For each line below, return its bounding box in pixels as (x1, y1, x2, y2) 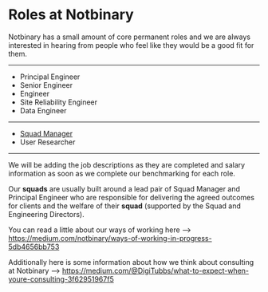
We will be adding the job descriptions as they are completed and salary (8, 160, 246, 169)
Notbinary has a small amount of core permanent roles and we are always (8, 32, 251, 41)
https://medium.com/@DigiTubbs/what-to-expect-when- (62, 266, 250, 275)
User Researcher (19, 137, 76, 147)
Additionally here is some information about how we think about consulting (8, 257, 254, 266)
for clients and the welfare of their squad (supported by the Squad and (8, 201, 241, 211)
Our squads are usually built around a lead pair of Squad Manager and (8, 183, 241, 193)
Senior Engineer (19, 80, 73, 89)
